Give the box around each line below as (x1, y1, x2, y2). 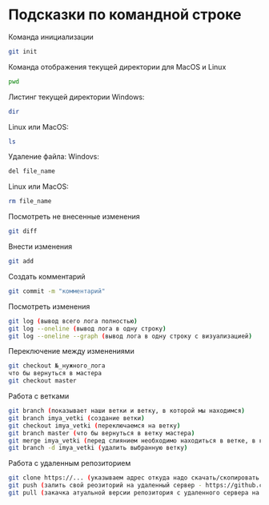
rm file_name (8, 198, 52, 206)
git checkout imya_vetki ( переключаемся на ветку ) (8, 422, 181, 430)
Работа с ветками (8, 391, 70, 401)
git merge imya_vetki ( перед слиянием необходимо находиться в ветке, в (8, 436, 256, 445)
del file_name (8, 167, 56, 175)
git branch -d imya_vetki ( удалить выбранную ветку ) (8, 444, 188, 452)
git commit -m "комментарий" (8, 287, 106, 295)
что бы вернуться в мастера (8, 370, 102, 378)
